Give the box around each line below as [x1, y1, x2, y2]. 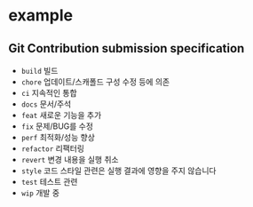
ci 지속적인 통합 [20, 88, 77, 98]
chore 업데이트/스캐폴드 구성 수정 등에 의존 [20, 76, 170, 87]
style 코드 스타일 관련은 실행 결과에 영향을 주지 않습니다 [20, 165, 217, 176]
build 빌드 [20, 66, 59, 76]
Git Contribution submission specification [8, 41, 245, 56]
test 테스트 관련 [20, 177, 78, 187]
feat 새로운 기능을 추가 [20, 110, 102, 120]
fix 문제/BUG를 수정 [20, 121, 94, 131]
